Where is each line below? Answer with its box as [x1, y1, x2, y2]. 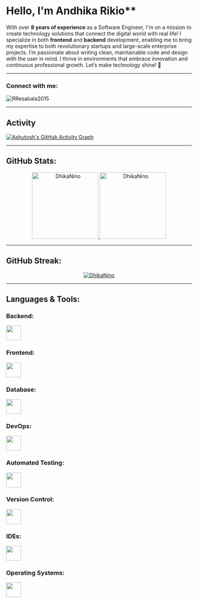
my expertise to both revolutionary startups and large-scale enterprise [6, 43, 177, 50]
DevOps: [6, 422, 32, 430]
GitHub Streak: [6, 256, 62, 266]
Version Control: [6, 495, 54, 504]
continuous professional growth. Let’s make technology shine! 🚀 [6, 61, 161, 69]
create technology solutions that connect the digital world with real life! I [6, 30, 181, 37]
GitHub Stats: [6, 156, 57, 166]
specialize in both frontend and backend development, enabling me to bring [6, 36, 192, 43]
